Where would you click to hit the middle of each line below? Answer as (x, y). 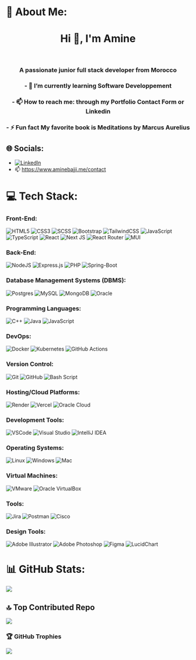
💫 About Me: (37, 12)
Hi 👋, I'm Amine (98, 39)
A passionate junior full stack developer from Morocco (98, 70)
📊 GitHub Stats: (46, 569)
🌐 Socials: (25, 149)
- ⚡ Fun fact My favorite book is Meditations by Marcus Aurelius (98, 127)
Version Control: (30, 364)
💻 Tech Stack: (42, 196)
